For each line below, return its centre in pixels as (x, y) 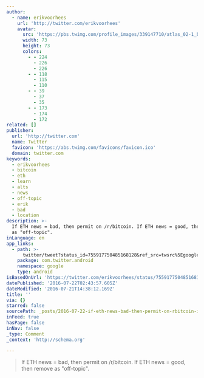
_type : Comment (25, 334)
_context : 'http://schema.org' (46, 340)
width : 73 (35, 40)
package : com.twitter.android (56, 261)
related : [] (21, 125)
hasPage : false (25, 323)
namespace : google (40, 266)
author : (16, 12)
